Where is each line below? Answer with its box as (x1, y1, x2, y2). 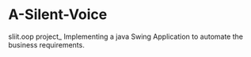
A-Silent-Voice (8, 6, 108, 24)
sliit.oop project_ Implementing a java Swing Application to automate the (8, 32, 244, 41)
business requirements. (8, 40, 85, 49)
